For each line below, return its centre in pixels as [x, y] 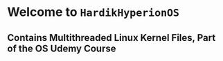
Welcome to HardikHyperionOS [93, 12]
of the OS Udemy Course [62, 48]
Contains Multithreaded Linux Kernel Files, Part [111, 38]
